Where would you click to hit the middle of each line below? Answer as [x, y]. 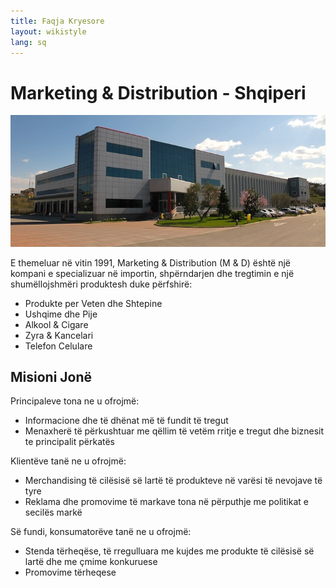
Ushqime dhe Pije [61, 314]
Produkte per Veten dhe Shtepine [93, 303]
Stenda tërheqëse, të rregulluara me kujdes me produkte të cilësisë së [169, 551]
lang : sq [28, 42]
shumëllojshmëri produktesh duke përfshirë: [101, 284]
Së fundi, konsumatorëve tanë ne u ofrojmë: [101, 532]
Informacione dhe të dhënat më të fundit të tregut [126, 421]
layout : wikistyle [48, 31]
